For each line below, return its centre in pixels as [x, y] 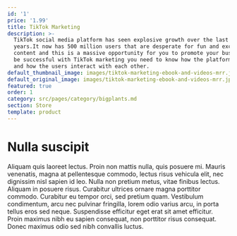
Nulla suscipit [48, 147]
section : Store [30, 106]
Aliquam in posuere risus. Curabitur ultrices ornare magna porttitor [104, 189]
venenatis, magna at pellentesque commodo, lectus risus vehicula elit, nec [116, 174]
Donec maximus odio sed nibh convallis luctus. [75, 226]
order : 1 [20, 92]
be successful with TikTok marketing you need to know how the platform [123, 60]
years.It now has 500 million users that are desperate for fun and [116, 46]
